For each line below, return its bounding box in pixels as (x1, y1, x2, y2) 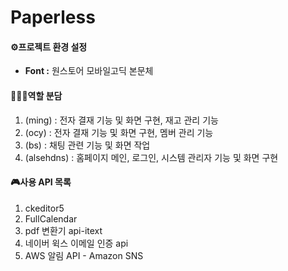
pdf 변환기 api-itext (24, 224, 103, 236)
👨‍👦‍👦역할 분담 (10, 89, 63, 101)
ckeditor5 (24, 202, 65, 214)
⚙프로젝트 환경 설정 (10, 41, 88, 53)
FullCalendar (24, 212, 78, 225)
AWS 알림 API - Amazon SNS (24, 249, 144, 261)
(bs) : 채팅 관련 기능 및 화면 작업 (24, 139, 151, 151)
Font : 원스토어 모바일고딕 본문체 (24, 65, 154, 77)
